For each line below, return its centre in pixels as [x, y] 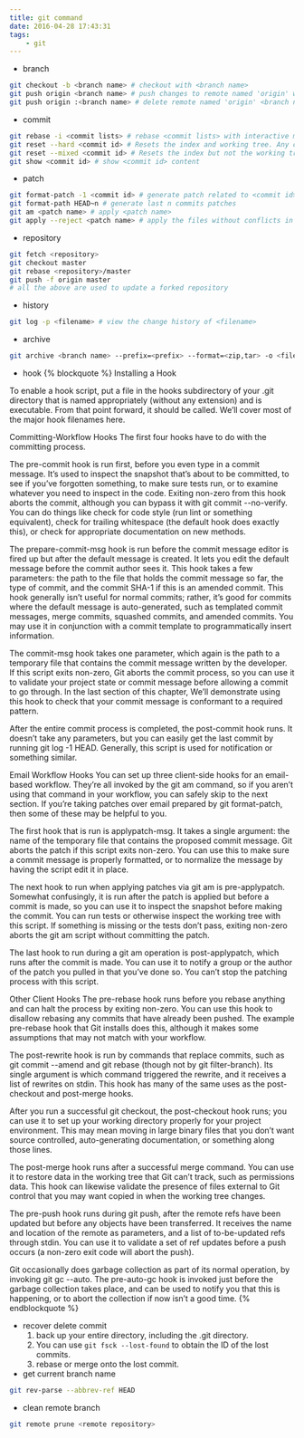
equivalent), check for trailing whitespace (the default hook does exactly [144, 522]
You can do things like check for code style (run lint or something [131, 512]
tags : [19, 34]
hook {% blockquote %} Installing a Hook [99, 373]
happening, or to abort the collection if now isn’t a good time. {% [130, 1299]
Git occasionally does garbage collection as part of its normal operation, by [150, 1270]
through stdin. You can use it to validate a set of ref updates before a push [148, 1242]
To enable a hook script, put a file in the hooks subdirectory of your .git [142, 391]
